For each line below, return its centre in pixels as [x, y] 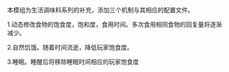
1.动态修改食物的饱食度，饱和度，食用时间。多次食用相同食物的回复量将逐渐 [115, 24]
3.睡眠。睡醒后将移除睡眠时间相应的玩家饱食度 [73, 62]
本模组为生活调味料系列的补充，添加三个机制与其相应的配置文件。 [100, 10]
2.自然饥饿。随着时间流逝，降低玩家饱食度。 [70, 47]
